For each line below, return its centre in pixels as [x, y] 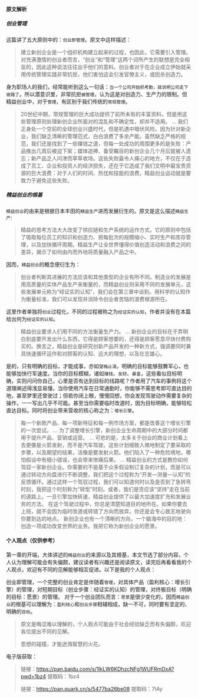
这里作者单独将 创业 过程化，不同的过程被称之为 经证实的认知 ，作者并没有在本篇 [99, 311]
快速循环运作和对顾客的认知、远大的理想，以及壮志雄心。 [95, 353]
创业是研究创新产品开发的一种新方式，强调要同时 [126, 346]
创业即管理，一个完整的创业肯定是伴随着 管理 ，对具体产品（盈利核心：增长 [96, 582]
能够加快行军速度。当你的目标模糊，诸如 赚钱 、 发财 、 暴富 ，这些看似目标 [92, 373]
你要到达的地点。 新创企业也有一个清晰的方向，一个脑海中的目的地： [104, 518]
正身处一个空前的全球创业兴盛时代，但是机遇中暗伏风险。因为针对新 [103, 129]
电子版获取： [22, 656]
